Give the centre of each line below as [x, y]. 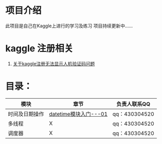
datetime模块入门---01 [78, 114]
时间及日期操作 [26, 114]
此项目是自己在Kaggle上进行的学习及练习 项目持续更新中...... [69, 26]
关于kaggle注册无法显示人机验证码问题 [54, 64]
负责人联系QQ [133, 104]
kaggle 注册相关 [39, 49]
